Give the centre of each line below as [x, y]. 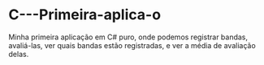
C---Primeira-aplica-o [84, 15]
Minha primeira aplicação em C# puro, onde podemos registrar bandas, [128, 37]
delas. [19, 54]
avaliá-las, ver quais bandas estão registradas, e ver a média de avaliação [132, 45]
